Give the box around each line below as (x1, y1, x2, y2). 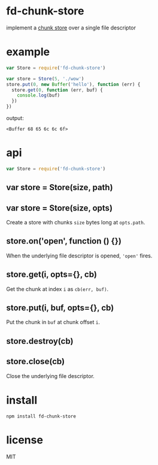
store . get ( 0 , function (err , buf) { (11, 87, 103, 93)
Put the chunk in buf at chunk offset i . (6, 319, 101, 326)
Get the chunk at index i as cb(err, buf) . (6, 285, 109, 292)
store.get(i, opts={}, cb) (6, 269, 98, 280)
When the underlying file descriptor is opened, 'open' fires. (6, 252, 153, 259)
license (6, 433, 44, 446)
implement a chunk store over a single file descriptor (6, 24, 136, 31)
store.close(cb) (6, 356, 65, 367)
